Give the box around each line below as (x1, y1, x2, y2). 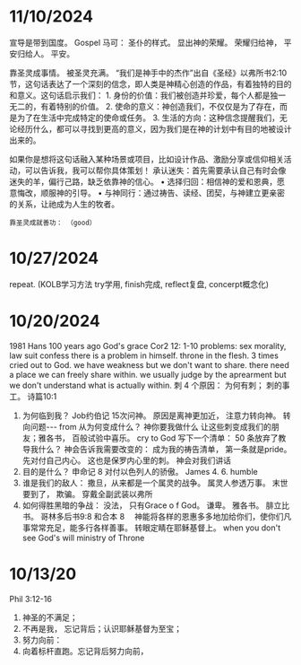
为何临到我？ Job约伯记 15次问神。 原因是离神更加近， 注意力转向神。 (21, 410, 281, 421)
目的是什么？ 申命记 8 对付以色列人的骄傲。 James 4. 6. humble (21, 466, 258, 477)
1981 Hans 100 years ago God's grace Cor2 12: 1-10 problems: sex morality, (9, 340, 287, 351)
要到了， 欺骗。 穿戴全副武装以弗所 (21, 488, 153, 499)
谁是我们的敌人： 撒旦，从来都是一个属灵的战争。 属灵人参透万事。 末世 (21, 477, 288, 488)
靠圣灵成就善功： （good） (9, 218, 97, 227)
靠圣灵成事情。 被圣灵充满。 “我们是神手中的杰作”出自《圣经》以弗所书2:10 (9, 67, 288, 78)
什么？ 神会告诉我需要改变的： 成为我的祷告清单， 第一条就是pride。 (38, 443, 292, 454)
